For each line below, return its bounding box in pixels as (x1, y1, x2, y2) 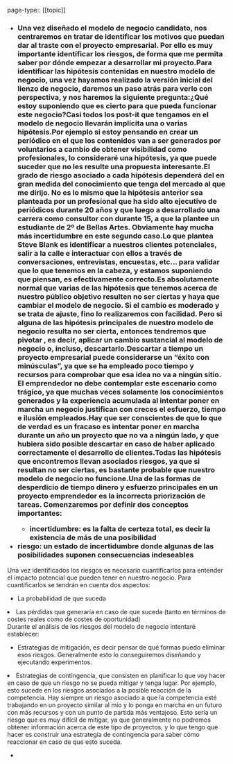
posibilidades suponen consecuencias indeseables (17, 550, 194, 560)
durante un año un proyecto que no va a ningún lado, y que (17, 430, 219, 440)
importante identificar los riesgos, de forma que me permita (17, 49, 223, 58)
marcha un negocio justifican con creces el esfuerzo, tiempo (17, 404, 226, 414)
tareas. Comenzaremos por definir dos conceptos (17, 499, 189, 509)
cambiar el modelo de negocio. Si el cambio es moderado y (17, 300, 220, 310)
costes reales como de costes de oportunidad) (7, 615, 141, 623)
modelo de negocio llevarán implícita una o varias (17, 118, 188, 128)
